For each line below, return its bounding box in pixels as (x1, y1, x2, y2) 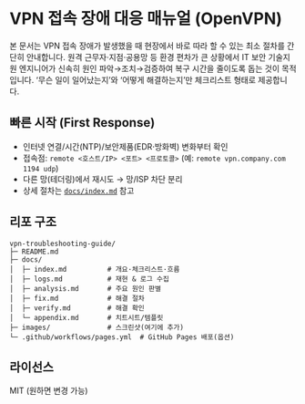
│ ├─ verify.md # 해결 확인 (9, 303, 146, 313)
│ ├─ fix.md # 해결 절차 (9, 294, 146, 303)
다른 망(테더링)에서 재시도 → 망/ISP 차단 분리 (22, 173, 183, 184)
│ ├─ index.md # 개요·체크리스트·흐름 (9, 264, 180, 274)
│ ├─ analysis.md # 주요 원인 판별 (9, 284, 162, 293)
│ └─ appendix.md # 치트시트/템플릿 (9, 313, 164, 322)
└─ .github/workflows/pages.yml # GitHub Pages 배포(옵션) (9, 332, 235, 342)
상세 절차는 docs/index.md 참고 (22, 184, 135, 196)
